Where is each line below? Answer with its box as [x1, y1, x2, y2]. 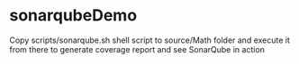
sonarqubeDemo [9, 5, 138, 26]
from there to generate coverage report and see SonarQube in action [9, 44, 266, 54]
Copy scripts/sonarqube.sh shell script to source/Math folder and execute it [9, 35, 291, 45]
